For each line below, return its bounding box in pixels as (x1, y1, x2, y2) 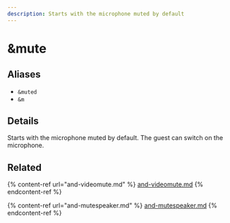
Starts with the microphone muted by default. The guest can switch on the (7, 134, 224, 142)
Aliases (7, 68, 41, 81)
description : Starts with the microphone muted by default (7, 10, 185, 18)
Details (7, 115, 39, 127)
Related (7, 161, 42, 173)
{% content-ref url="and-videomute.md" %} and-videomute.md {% (7, 180, 204, 189)
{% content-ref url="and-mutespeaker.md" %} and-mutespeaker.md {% (7, 201, 217, 210)
